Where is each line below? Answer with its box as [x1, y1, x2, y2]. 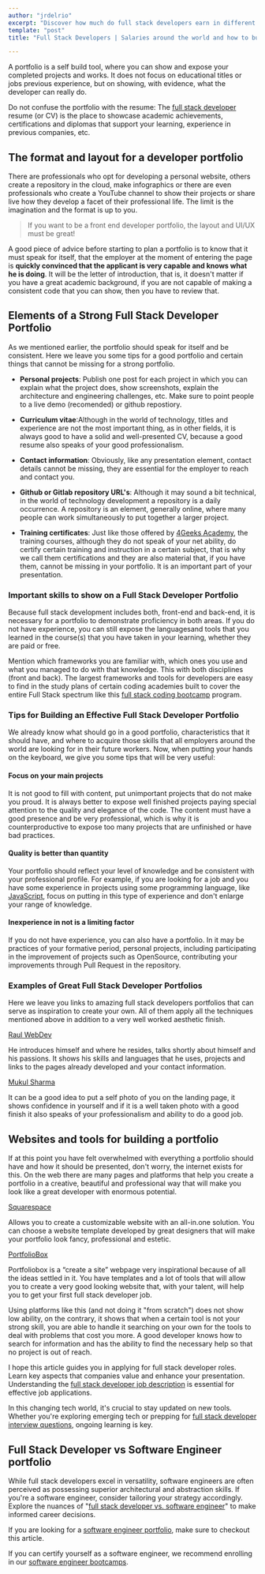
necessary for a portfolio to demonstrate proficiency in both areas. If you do [8, 616, 255, 625]
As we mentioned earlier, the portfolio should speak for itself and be [8, 342, 229, 351]
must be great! [27, 229, 76, 239]
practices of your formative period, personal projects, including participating [8, 944, 256, 953]
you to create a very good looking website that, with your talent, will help [8, 1282, 244, 1291]
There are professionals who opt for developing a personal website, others [8, 171, 251, 182]
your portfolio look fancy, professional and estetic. [8, 1234, 172, 1244]
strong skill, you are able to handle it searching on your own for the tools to [8, 1322, 252, 1332]
